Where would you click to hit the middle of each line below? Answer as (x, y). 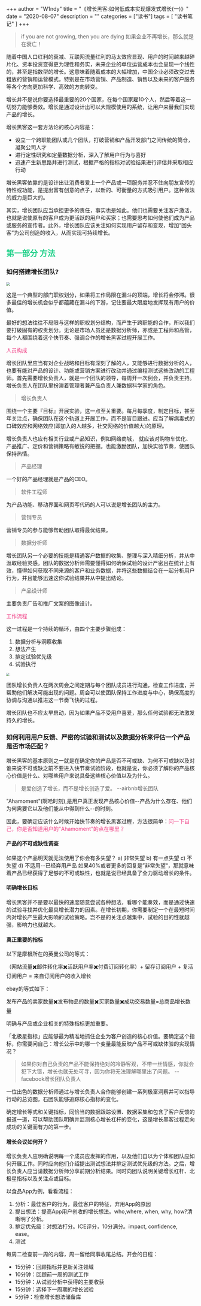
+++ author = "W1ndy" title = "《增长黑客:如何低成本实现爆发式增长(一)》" (98, 9)
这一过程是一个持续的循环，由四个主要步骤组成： (66, 629)
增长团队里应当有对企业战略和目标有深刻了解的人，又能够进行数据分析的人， (100, 363)
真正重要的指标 (25, 939)
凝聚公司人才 (31, 147)
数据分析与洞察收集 (39, 642)
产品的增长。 (22, 114)
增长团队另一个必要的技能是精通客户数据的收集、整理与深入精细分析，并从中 (100, 555)
